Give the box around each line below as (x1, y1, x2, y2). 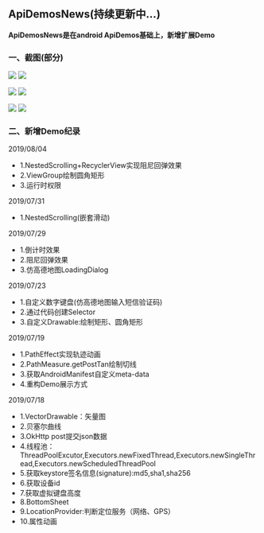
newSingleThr (210, 450, 256, 460)
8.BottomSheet (19, 497, 69, 507)
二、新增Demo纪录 (8, 126, 81, 137)
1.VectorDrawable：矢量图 (19, 412, 106, 422)
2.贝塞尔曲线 (19, 422, 62, 431)
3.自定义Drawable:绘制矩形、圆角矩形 (19, 317, 143, 327)
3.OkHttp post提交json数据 (19, 432, 107, 442)
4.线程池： (19, 442, 55, 451)
